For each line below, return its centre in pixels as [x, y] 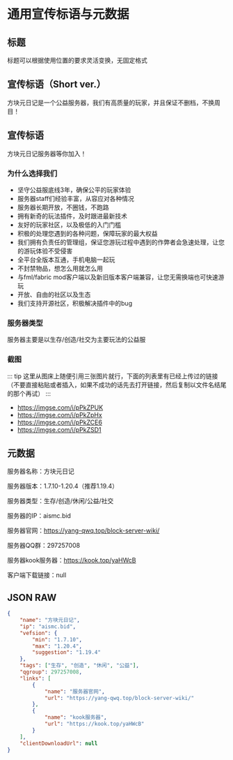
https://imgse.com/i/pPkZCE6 [60, 422]
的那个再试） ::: [29, 393]
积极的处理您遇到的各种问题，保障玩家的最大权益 [87, 233]
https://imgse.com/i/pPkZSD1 [59, 429]
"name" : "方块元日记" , [50, 620]
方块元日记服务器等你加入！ [47, 154]
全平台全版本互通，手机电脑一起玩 [66, 260]
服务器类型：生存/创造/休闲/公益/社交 [61, 501]
